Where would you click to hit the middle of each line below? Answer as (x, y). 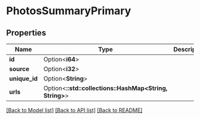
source (19, 69)
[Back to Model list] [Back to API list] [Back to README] (74, 110)
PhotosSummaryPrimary (69, 11)
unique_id (24, 78)
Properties (26, 33)
